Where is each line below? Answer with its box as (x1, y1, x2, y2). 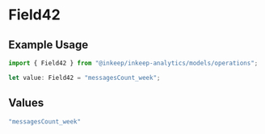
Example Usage (8, 38, 89, 52)
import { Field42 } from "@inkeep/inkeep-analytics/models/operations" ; (8, 59, 259, 67)
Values (8, 96, 44, 110)
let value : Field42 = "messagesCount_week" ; (8, 73, 161, 82)
